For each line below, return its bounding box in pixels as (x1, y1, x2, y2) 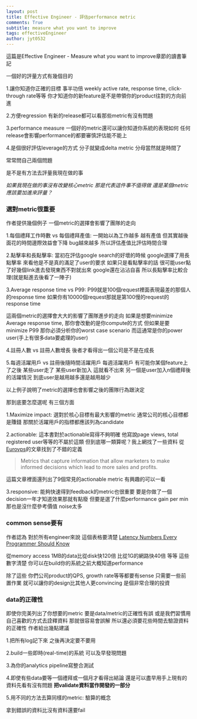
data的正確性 (6, 595, 43, 603)
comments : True (6, 19, 43, 25)
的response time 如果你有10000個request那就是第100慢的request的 (6, 294, 169, 301)
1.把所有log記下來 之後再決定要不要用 (6, 637, 96, 644)
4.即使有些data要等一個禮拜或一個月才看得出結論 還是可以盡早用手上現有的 (6, 674, 188, 681)
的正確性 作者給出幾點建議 (6, 624, 69, 631)
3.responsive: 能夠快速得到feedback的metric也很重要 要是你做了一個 (6, 488, 172, 496)
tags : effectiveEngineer (6, 30, 67, 36)
